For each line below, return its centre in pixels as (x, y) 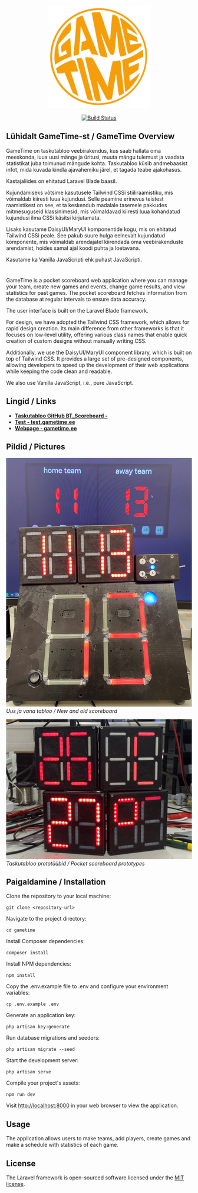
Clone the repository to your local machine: (59, 896)
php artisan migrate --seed (41, 1050)
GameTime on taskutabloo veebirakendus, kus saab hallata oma (83, 150)
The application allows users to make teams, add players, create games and (98, 1139)
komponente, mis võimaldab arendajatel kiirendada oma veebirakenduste (95, 242)
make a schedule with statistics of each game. (62, 1145)
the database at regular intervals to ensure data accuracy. (76, 299)
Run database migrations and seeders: (53, 1038)
